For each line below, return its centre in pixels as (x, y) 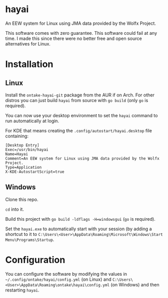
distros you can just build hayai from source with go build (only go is (77, 100)
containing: (17, 136)
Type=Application (24, 167)
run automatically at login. (32, 121)
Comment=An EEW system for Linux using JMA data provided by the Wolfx (82, 158)
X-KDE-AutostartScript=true (35, 172)
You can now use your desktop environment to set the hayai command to (81, 115)
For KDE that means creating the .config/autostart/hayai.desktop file (79, 130)
